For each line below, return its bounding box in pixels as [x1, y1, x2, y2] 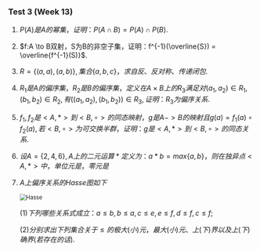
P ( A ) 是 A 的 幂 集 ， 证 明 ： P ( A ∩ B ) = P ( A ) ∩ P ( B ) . [19, 25, 168, 35]
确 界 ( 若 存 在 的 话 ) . [19, 235, 76, 245]
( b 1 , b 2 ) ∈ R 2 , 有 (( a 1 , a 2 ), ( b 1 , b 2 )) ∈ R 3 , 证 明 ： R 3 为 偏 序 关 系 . [19, 95, 210, 106]
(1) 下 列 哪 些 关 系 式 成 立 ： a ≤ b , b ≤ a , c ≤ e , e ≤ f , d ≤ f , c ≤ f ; [19, 209, 214, 218]
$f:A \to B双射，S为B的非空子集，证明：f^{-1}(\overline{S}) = [19, 42, 217, 51]
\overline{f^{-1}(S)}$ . [19, 50, 88, 60]
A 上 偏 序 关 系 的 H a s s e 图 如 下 [19, 178, 107, 187]
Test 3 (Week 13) [8, 6, 73, 17]
